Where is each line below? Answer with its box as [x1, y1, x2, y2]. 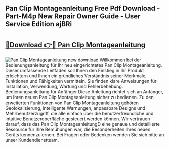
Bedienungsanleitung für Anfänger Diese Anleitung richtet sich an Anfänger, [5, 89, 163, 95]
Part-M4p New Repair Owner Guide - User [5, 12, 141, 21]
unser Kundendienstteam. [5, 137, 59, 143]
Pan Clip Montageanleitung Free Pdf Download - [5, 4, 160, 13]
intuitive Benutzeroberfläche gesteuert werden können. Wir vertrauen [5, 116, 150, 122]
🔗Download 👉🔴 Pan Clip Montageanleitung [5, 40, 146, 50]
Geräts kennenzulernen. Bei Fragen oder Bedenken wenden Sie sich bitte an [5, 132, 164, 138]
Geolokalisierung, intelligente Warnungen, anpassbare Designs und [5, 105, 146, 111]
